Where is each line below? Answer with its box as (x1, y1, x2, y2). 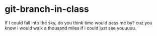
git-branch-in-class (5, 3, 89, 15)
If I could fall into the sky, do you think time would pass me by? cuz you (5, 20, 152, 26)
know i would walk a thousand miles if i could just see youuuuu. (5, 25, 136, 31)
